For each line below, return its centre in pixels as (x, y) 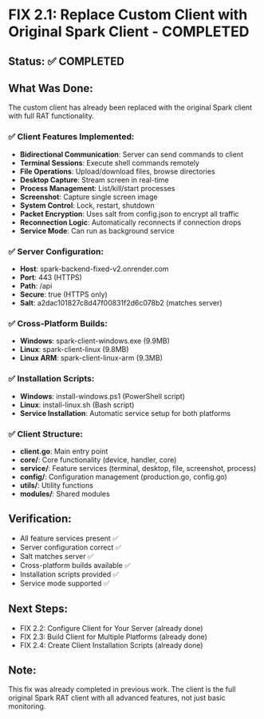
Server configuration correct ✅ (71, 547)
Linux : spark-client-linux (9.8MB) (74, 350)
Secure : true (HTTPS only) (63, 294)
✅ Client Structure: (46, 433)
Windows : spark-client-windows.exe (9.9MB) (95, 341)
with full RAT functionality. (51, 116)
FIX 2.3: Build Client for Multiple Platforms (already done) (113, 637)
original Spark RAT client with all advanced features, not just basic (117, 698)
